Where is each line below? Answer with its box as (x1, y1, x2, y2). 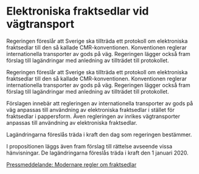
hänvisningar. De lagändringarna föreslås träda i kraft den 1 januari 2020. (6, 149, 189, 156)
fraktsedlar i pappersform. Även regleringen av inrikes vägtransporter (6, 113, 181, 120)
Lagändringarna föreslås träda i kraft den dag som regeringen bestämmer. (6, 131, 192, 138)
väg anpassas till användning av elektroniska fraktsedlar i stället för (6, 106, 175, 113)
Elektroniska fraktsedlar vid (6, 4, 149, 18)
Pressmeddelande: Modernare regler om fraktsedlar (6, 161, 137, 168)
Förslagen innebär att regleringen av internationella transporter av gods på (6, 99, 194, 107)
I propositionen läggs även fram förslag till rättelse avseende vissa (6, 142, 172, 150)
